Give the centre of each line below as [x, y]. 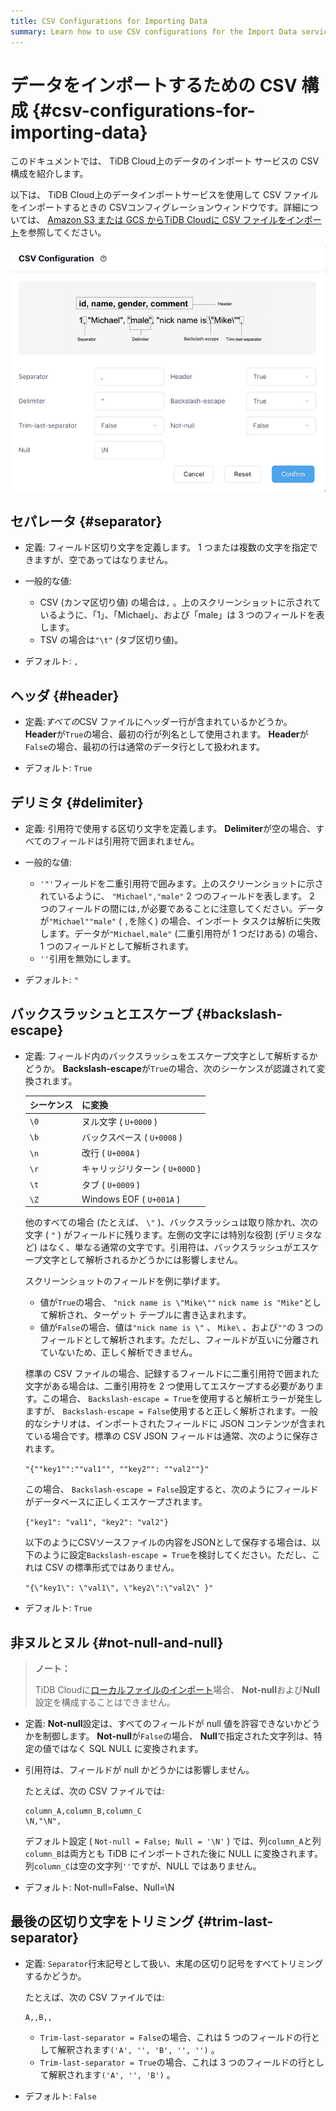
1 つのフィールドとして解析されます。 [117, 946]
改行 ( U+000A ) [111, 1153]
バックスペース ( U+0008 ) [132, 1137]
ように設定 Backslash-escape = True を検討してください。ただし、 [177, 1555]
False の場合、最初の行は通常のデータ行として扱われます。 [145, 747]
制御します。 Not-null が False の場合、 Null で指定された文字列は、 [178, 1736]
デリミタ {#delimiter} [77, 802]
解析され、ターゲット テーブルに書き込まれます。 [150, 1315]
